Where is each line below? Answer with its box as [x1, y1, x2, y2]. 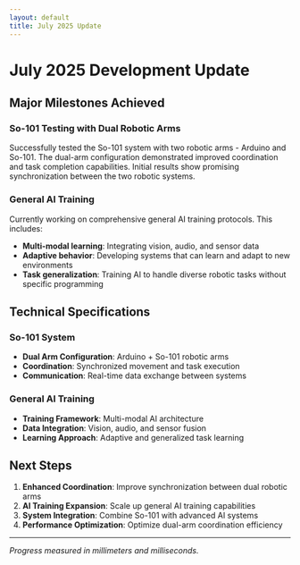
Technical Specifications [9, 305, 151, 320]
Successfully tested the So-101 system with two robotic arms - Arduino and [9, 142, 287, 153]
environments [21, 259, 73, 270]
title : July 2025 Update [9, 21, 102, 30]
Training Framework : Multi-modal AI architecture [21, 413, 204, 424]
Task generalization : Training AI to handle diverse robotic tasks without [21, 269, 287, 280]
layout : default [9, 13, 70, 22]
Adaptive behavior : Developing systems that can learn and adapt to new [21, 249, 290, 260]
